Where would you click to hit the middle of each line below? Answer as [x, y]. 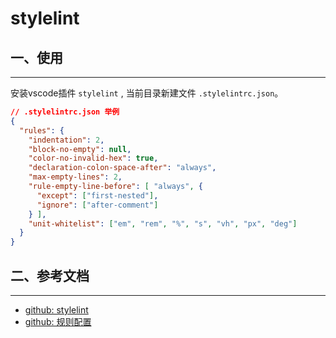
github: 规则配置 [58, 321]
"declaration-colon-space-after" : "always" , [122, 168]
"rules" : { [42, 130]
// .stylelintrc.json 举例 [65, 112]
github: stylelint [56, 309]
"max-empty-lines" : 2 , [75, 177]
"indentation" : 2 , [66, 140]
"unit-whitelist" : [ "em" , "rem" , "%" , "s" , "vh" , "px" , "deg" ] [163, 223]
